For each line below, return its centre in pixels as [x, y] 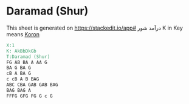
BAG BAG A [19, 90]
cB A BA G [19, 74]
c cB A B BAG [23, 79]
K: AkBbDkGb [21, 51]
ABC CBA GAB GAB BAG [33, 85]
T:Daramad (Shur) [28, 57]
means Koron [23, 34]
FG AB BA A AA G [27, 62]
